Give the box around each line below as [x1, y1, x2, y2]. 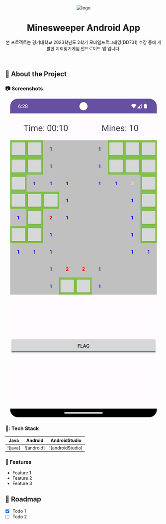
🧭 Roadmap [5, 495, 41, 503]
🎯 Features [5, 459, 32, 466]
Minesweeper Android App [26, 22, 141, 34]
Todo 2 [12, 514, 27, 520]
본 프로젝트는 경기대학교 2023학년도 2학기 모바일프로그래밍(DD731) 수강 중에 [5, 39, 157, 45]
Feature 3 [12, 480, 32, 487]
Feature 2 [12, 475, 32, 481]
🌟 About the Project [5, 70, 67, 79]
